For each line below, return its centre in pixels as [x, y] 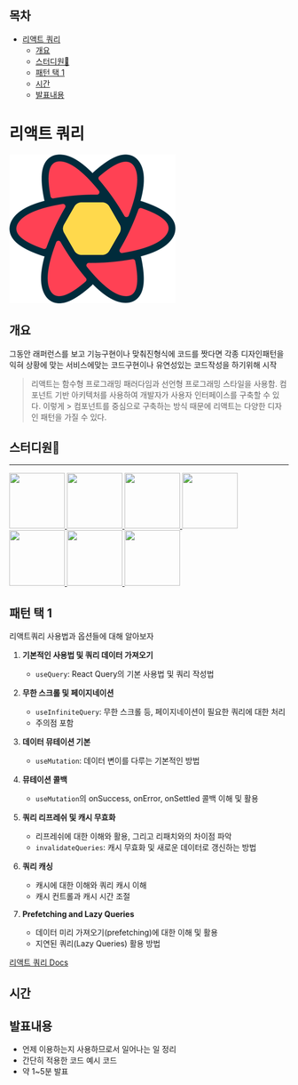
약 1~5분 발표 [45, 1072]
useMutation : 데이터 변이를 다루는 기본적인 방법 [118, 761]
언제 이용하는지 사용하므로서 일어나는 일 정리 [99, 1049]
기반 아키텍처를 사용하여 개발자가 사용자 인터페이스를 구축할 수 [162, 395]
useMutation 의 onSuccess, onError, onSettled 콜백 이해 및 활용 [147, 799]
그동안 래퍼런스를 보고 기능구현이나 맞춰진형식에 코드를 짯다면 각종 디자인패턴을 [147, 353]
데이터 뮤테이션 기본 [56, 742]
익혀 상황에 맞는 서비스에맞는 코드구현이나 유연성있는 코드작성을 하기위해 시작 [143, 365]
